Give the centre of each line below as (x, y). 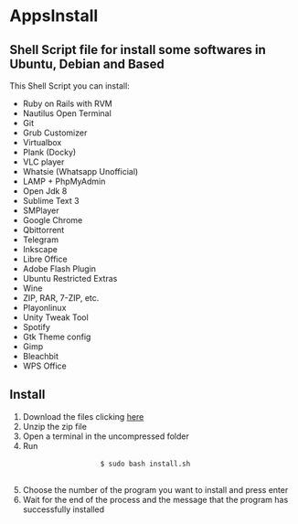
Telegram (41, 240)
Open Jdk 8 (45, 191)
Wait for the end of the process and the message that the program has (155, 499)
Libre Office (45, 259)
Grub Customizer (55, 133)
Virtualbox (42, 142)
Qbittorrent (43, 230)
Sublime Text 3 (51, 201)
